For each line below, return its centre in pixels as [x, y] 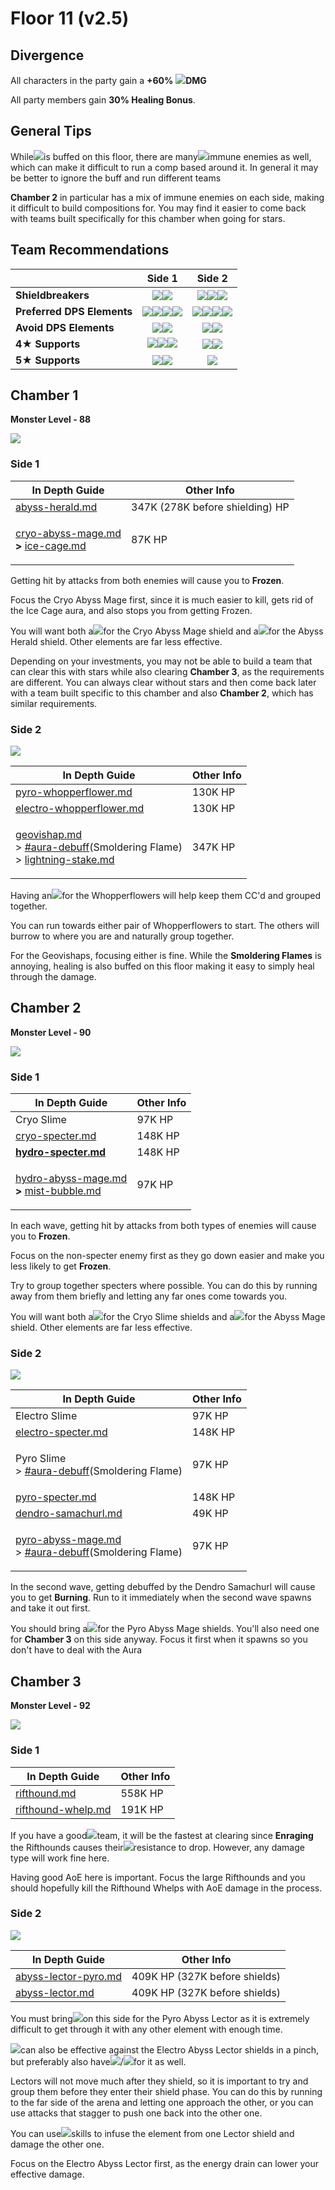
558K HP [142, 1793]
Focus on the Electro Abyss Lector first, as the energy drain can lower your [164, 2163]
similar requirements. [54, 703]
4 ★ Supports [48, 344]
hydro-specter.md [61, 1152]
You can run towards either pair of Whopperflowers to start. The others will [165, 926]
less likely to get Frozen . [61, 1266]
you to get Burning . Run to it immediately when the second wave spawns [161, 1598]
